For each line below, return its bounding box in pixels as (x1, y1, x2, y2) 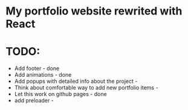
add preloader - (14, 97, 54, 104)
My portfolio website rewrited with (5, 4, 183, 18)
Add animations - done (14, 71, 72, 79)
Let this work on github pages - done (14, 91, 107, 98)
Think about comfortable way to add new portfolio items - (14, 84, 158, 91)
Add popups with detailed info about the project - (14, 77, 138, 85)
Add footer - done (14, 65, 60, 72)
